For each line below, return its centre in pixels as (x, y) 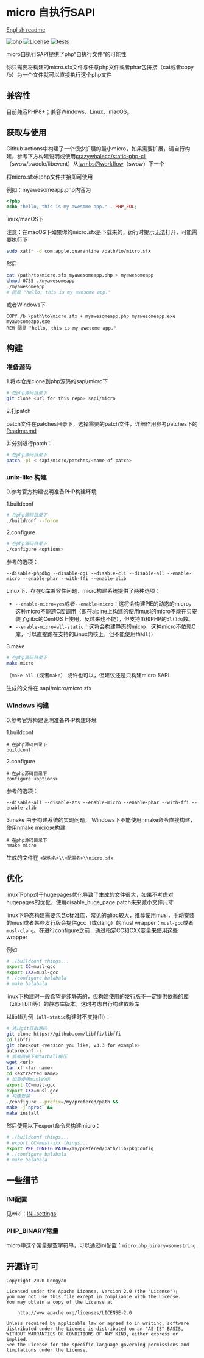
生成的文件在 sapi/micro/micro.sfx (49, 688)
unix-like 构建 (26, 477)
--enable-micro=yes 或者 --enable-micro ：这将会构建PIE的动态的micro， (105, 603)
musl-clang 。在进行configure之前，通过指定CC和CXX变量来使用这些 (92, 930)
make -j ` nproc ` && (30, 1108)
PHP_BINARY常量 (33, 1231)
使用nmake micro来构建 (36, 827)
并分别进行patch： (30, 444)
